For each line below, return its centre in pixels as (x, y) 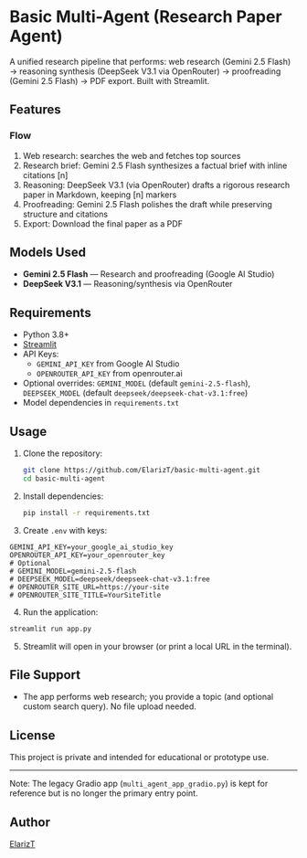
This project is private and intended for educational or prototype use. (139, 757)
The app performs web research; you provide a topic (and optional (148, 697)
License (32, 735)
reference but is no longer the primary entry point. (104, 793)
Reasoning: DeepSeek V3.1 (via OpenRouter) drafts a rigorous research (156, 185)
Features (35, 110)
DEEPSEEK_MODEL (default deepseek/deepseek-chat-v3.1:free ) (135, 393)
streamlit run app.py (51, 629)
